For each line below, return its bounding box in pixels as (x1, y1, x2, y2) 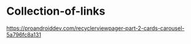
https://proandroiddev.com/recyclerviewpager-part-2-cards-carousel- (6, 24, 185, 32)
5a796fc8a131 (6, 31, 42, 38)
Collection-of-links (6, 4, 106, 18)
